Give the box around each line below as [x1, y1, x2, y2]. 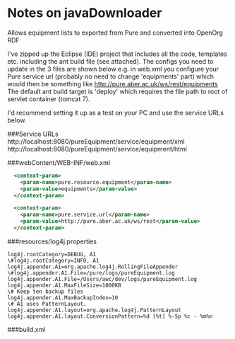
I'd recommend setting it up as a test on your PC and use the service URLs [7, 108, 224, 117]
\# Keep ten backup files [7, 288, 83, 295]
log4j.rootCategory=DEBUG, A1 [7, 251, 97, 258]
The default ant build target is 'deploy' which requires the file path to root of [7, 87, 228, 96]
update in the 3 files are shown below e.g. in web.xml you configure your [7, 64, 219, 73]
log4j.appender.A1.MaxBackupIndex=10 [7, 294, 119, 301]
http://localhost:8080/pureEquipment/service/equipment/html [7, 144, 187, 153]
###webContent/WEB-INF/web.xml [7, 158, 111, 167]
